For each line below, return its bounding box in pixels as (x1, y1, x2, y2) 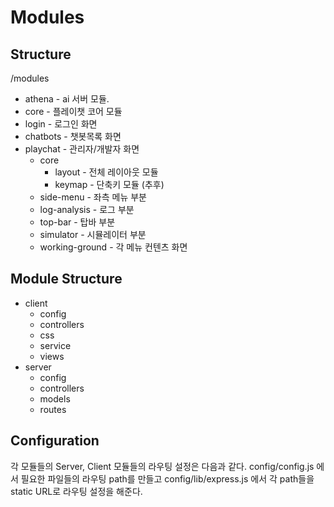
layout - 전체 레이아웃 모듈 (54, 166, 159, 178)
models (39, 392, 71, 405)
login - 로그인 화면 (24, 118, 98, 130)
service (39, 339, 72, 351)
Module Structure (10, 271, 123, 288)
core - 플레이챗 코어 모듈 (24, 106, 123, 117)
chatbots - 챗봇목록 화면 (24, 131, 122, 142)
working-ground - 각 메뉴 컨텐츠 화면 (39, 241, 188, 253)
